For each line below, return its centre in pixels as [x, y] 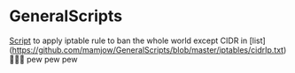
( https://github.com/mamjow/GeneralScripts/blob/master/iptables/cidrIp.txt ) [148, 49]
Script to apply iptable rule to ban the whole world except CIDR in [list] [137, 40]
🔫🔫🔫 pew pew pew [43, 59]
